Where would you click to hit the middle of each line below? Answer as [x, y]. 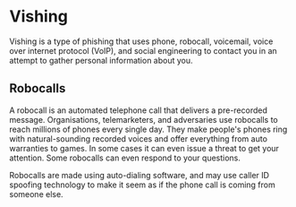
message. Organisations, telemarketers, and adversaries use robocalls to [144, 119]
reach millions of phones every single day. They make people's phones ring [148, 129]
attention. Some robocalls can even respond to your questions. [125, 158]
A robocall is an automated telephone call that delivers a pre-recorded [139, 110]
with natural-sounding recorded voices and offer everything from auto [139, 138]
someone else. [37, 194]
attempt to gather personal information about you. [101, 60]
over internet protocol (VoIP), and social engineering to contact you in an [143, 50]
